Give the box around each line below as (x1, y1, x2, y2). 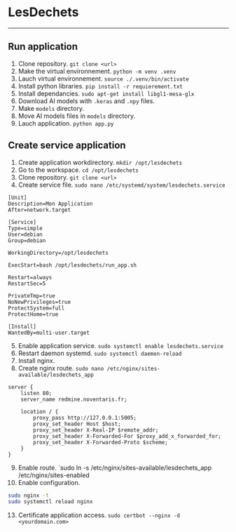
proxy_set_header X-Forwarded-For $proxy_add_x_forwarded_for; (33, 432, 221, 439)
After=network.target (8, 206, 71, 213)
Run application (8, 41, 78, 53)
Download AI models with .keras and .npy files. (18, 96, 155, 105)
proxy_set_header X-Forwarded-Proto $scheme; (33, 439, 169, 446)
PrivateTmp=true (8, 292, 55, 299)
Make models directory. (18, 104, 85, 112)
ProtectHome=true (8, 310, 59, 318)
